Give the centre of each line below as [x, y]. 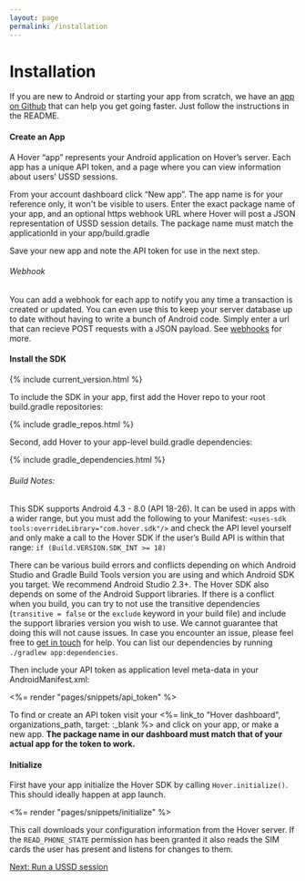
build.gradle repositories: [56, 407]
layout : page [34, 18]
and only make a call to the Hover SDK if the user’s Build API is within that [147, 538]
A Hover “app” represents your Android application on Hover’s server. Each [150, 157]
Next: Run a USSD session [59, 867]
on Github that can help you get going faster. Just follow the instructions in [149, 107]
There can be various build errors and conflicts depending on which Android [153, 565]
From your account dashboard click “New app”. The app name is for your [147, 194]
